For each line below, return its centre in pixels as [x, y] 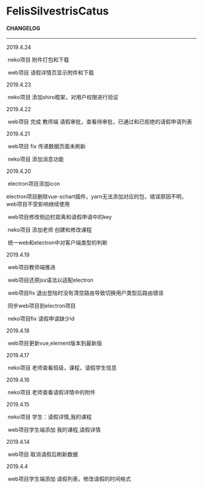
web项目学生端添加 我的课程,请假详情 [54, 430]
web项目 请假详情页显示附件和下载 [51, 73]
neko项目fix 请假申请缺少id [41, 319]
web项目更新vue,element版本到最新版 [55, 343]
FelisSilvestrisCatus [57, 11]
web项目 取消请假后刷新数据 [43, 454]
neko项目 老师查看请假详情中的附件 [52, 392]
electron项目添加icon [34, 184]
